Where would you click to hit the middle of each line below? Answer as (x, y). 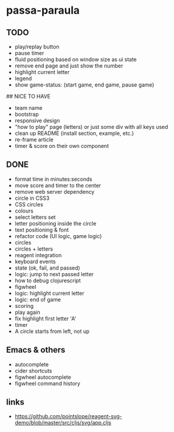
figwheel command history (48, 383)
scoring (24, 306)
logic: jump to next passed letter (54, 274)
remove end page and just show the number (69, 66)
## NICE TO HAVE (28, 96)
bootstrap (27, 114)
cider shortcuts (33, 371)
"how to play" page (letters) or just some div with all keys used (91, 127)
